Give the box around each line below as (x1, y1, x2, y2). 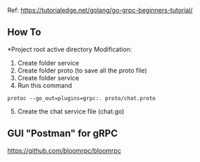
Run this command (17, 81, 73, 89)
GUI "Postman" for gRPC (7, 127, 118, 139)
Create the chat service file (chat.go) (17, 107, 125, 116)
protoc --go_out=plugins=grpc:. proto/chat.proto (7, 94, 156, 101)
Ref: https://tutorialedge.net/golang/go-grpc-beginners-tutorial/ (7, 6, 193, 14)
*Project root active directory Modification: (7, 45, 132, 54)
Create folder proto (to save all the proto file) (17, 66, 148, 75)
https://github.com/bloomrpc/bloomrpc (7, 146, 122, 154)
